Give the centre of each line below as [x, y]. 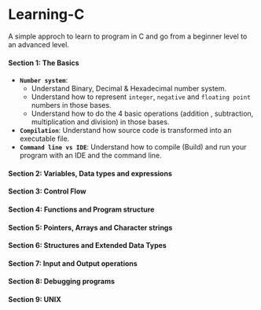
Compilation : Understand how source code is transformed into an [125, 131]
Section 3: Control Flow [47, 191]
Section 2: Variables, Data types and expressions [90, 173]
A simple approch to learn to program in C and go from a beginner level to [128, 36]
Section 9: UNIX [35, 299]
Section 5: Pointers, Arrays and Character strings [90, 227]
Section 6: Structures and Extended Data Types [87, 245]
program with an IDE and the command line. [91, 156]
